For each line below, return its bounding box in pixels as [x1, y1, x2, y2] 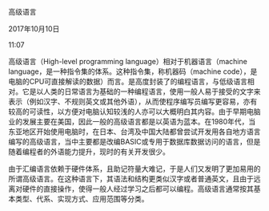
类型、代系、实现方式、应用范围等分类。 [14, 194, 149, 203]
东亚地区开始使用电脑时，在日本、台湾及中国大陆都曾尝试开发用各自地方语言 [8, 127, 261, 136]
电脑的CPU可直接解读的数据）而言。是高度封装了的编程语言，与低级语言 [8, 77, 248, 86]
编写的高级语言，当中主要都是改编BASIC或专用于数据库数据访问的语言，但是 [8, 137, 261, 146]
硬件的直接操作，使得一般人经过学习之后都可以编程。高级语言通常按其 [22, 184, 254, 193]
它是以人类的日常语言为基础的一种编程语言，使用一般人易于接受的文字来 [22, 87, 261, 96]
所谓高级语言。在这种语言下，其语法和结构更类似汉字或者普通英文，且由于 [8, 174, 254, 183]
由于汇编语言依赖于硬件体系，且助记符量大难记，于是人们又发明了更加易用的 [8, 164, 261, 173]
